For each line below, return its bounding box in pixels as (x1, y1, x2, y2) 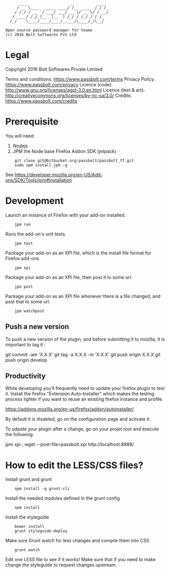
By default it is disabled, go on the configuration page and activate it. (5, 416, 151, 422)
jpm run (14, 222, 31, 227)
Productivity (5, 372, 46, 381)
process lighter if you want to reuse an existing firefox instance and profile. (5, 396, 163, 402)
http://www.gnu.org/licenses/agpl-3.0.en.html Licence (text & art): (5, 87, 145, 93)
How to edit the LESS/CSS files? (5, 459, 143, 471)
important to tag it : (5, 341, 46, 347)
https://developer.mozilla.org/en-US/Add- (14, 171, 103, 177)
